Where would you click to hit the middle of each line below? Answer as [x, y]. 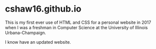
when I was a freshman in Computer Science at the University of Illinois [77, 27]
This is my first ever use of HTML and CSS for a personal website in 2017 [78, 22]
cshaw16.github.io [43, 9]
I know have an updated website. [38, 42]
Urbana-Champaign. [26, 33]
